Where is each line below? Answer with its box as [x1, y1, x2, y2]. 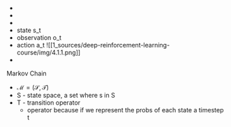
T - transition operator [16, 98, 81, 107]
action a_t [16, 41, 45, 49]
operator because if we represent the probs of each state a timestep [27, 106, 224, 114]
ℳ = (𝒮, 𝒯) [16, 83, 50, 91]
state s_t [16, 26, 41, 34]
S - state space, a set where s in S [16, 91, 116, 99]
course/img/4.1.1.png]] [16, 48, 81, 57]
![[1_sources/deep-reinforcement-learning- [45, 41, 170, 49]
